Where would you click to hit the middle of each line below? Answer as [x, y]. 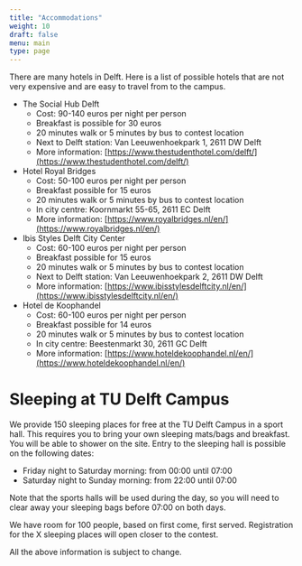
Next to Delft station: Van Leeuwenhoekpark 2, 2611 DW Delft [149, 277]
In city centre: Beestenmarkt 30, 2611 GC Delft [121, 344]
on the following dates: [52, 453]
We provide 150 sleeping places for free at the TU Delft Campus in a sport [146, 424]
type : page [30, 51]
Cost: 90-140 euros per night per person [111, 114]
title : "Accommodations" [56, 18]
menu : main [30, 43]
